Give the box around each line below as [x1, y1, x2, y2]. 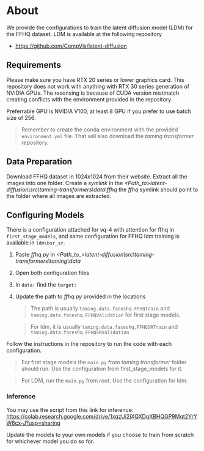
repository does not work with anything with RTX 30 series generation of [6, 82, 190, 90]
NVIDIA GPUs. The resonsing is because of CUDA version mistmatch [6, 89, 180, 97]
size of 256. [6, 114, 37, 121]
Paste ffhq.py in [15, 251, 56, 258]
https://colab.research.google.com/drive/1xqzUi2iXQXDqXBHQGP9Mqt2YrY [6, 413, 197, 420]
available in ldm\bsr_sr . [6, 239, 65, 246]
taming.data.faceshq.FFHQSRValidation [30, 329, 129, 336]
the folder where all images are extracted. [6, 192, 112, 199]
